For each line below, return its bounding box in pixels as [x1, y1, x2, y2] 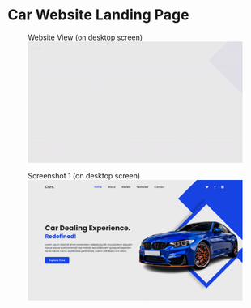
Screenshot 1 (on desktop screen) [28, 170, 141, 180]
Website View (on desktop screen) [28, 32, 143, 42]
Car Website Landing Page [7, 6, 189, 24]
